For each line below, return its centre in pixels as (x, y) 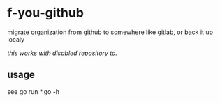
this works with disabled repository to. (62, 53)
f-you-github (45, 13)
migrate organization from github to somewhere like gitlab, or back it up (110, 32)
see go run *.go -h (34, 91)
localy (16, 39)
